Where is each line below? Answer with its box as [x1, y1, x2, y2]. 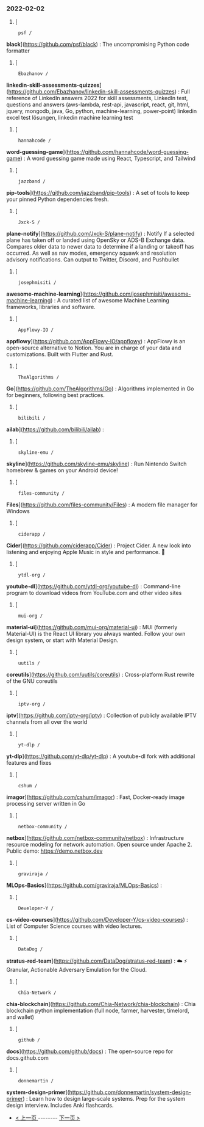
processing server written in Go [6, 800, 86, 808]
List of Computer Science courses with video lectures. [6, 922, 142, 930]
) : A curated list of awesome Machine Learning [51, 297, 169, 304]
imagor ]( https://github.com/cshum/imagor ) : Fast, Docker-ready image [6, 793, 185, 801]
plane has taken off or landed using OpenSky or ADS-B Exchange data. [6, 236, 185, 244]
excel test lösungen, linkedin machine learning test [6, 114, 133, 122]
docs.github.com [6, 1054, 49, 1062]
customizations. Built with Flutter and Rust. [6, 351, 114, 358]
